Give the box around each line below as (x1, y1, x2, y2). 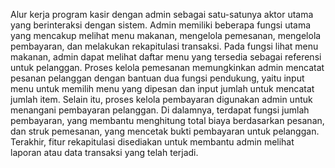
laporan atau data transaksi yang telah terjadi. (10, 147, 199, 158)
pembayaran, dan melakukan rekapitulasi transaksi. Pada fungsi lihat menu (10, 40, 319, 52)
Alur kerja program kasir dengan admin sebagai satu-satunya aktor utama (10, 9, 314, 20)
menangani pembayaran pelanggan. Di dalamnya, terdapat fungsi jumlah (10, 104, 310, 116)
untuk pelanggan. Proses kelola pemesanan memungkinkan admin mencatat (10, 62, 325, 73)
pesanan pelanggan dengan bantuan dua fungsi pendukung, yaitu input (10, 72, 305, 84)
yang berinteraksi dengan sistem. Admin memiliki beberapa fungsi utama (10, 19, 312, 31)
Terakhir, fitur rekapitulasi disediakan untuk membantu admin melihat (10, 136, 295, 148)
